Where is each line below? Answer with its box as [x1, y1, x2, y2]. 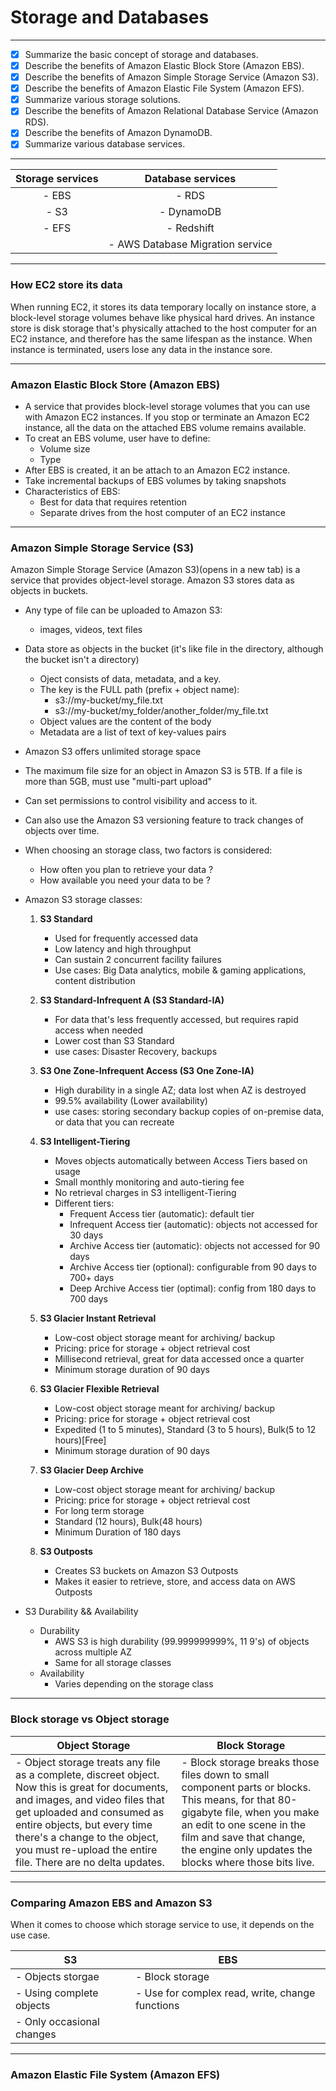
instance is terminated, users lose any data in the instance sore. [10, 343, 273, 355]
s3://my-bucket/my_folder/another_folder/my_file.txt [54, 705, 269, 717]
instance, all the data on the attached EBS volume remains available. [24, 422, 307, 434]
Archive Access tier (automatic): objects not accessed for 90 [69, 1240, 321, 1252]
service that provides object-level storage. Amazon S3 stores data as [10, 574, 295, 586]
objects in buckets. [10, 585, 89, 597]
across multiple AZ [54, 1646, 133, 1658]
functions [134, 1998, 180, 2012]
